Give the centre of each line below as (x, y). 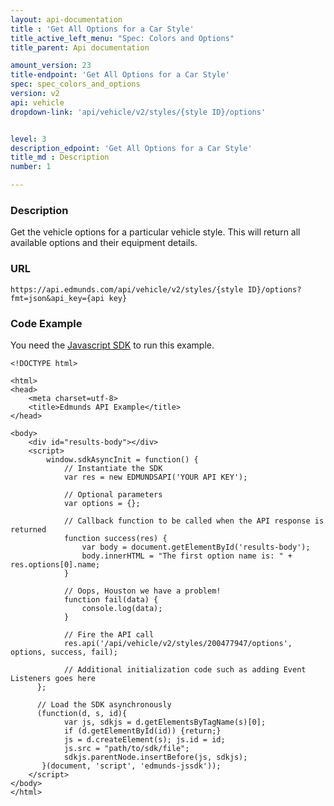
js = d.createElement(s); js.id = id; (144, 739)
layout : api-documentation (66, 19)
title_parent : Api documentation (80, 47)
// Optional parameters (113, 494)
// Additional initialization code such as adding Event (185, 669)
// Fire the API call (109, 634)
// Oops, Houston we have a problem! (142, 591)
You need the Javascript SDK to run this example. (112, 345)
